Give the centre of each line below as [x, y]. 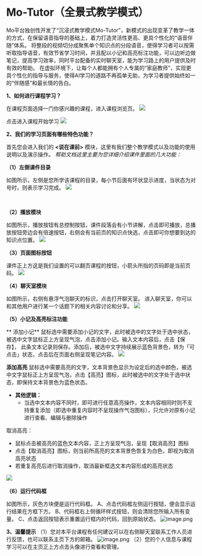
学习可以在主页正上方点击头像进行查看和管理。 [64, 546]
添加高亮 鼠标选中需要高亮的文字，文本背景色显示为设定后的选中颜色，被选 [99, 367]
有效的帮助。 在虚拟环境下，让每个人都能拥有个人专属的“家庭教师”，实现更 [99, 67]
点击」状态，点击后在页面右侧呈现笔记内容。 [62, 354]
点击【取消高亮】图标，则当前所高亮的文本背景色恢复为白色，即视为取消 [104, 451]
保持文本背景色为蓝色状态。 [56, 382]
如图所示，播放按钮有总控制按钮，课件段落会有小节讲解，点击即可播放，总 [98, 225]
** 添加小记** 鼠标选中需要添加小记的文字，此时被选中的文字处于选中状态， [100, 331]
